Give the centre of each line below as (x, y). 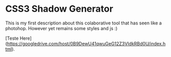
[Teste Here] (18, 38)
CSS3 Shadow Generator (59, 9)
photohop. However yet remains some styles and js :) (61, 28)
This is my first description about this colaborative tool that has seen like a (84, 23)
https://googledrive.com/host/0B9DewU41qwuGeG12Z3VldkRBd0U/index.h (86, 43)
